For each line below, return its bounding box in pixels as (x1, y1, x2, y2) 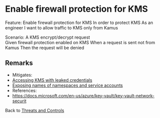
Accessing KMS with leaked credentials (12, 77, 92, 83)
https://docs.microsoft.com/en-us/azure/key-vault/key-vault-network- (12, 93, 155, 98)
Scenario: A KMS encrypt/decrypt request (5, 34, 90, 40)
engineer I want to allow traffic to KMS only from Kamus (5, 24, 118, 30)
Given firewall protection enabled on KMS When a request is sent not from (5, 39, 156, 45)
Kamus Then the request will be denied (5, 45, 84, 50)
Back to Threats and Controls (5, 107, 65, 113)
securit (12, 98, 27, 104)
